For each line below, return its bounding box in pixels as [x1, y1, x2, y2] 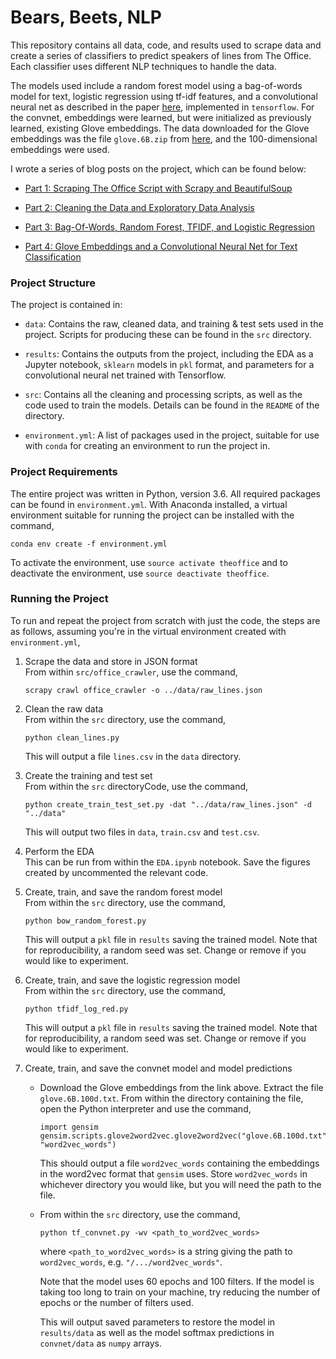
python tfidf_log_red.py [24, 1004, 129, 1014]
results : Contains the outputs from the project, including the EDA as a [24, 348, 314, 360]
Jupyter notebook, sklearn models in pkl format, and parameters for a [24, 359, 315, 371]
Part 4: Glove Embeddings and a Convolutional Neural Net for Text [24, 240, 298, 252]
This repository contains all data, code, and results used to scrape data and [10, 39, 322, 51]
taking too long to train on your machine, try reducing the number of [39, 1286, 321, 1298]
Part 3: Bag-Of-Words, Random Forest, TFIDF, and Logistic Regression [24, 221, 316, 233]
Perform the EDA [24, 845, 95, 857]
